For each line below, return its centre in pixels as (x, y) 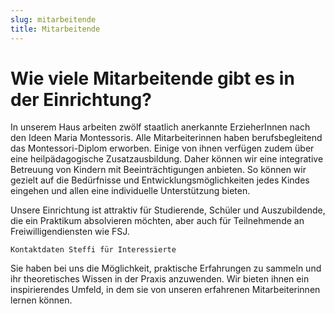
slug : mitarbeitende (53, 19)
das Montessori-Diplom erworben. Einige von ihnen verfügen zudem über (162, 148)
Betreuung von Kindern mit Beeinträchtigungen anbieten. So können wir (158, 170)
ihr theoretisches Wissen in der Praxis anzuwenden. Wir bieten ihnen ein (160, 279)
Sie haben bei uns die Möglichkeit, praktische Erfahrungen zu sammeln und (166, 268)
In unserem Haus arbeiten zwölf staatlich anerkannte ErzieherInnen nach (160, 127)
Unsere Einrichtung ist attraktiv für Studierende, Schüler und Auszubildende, (168, 210)
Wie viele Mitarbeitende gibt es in (152, 78)
